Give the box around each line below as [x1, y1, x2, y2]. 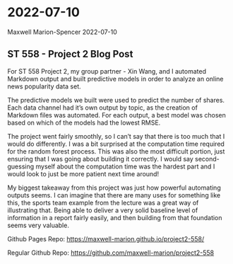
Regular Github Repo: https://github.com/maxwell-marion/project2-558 [7, 248, 215, 257]
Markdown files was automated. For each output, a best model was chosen [7, 110, 226, 119]
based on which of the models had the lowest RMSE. [7, 118, 161, 127]
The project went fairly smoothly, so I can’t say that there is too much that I [7, 132, 225, 140]
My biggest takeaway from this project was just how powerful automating [7, 183, 221, 192]
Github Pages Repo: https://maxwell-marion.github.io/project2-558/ [7, 234, 205, 243]
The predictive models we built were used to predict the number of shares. [7, 96, 225, 104]
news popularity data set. [7, 82, 81, 91]
